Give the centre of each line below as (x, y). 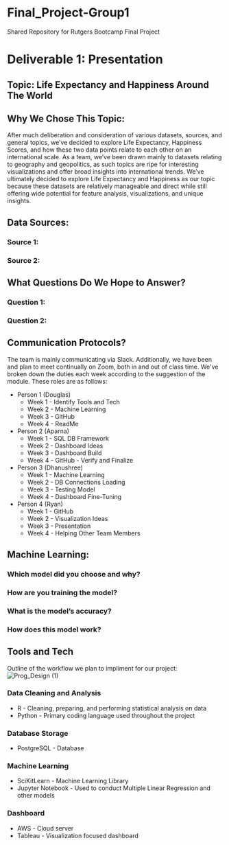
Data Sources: (38, 222)
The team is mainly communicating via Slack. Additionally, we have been (110, 359)
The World (30, 95)
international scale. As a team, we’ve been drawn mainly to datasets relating (114, 157)
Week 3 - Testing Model (61, 489)
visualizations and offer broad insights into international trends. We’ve (106, 172)
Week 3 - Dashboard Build (64, 453)
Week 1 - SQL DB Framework (68, 438)
